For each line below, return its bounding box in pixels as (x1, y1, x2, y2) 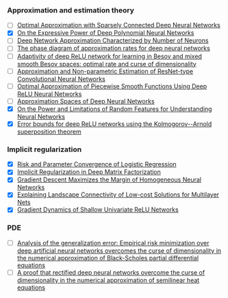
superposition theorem (16, 127, 81, 136)
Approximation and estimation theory (7, 5, 135, 15)
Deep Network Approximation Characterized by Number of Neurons (16, 36, 209, 45)
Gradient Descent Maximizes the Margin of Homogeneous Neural (16, 175, 202, 184)
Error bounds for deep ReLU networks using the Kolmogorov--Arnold (16, 119, 212, 128)
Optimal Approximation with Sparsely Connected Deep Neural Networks (16, 21, 220, 29)
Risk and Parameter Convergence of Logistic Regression (16, 160, 177, 169)
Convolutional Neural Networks (16, 75, 106, 83)
